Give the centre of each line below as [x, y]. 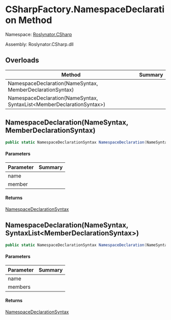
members [19, 287]
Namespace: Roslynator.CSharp [39, 34]
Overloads [22, 60]
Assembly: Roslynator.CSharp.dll [39, 44]
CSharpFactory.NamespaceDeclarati [85, 9]
